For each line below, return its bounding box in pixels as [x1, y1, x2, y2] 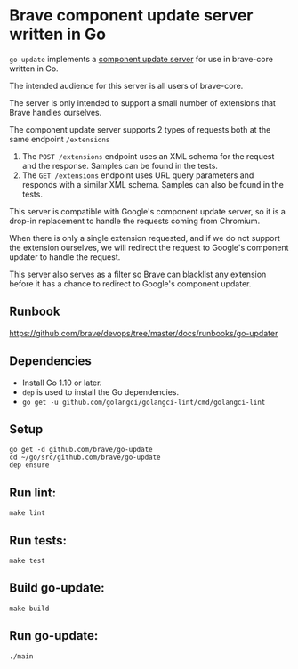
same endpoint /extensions [9, 133, 110, 144]
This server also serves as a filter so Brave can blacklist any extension [9, 269, 267, 279]
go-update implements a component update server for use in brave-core [9, 53, 274, 64]
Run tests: [9, 533, 67, 548]
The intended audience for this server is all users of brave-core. [9, 80, 244, 91]
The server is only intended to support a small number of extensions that [9, 97, 276, 108]
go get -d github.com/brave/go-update [9, 446, 153, 455]
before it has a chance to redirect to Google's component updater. [9, 278, 252, 289]
